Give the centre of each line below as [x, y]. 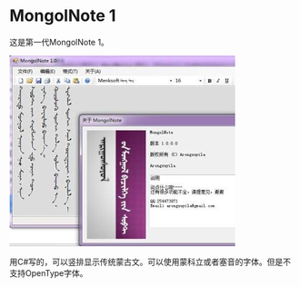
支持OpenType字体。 [49, 272]
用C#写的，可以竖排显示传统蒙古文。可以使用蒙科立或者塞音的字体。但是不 [150, 262]
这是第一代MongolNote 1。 [59, 42]
